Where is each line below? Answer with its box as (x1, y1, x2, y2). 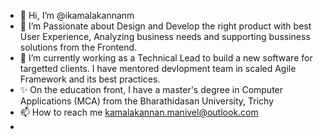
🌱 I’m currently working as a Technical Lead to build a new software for (19, 52, 313, 64)
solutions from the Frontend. (19, 41, 138, 53)
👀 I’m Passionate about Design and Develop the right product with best (19, 20, 312, 32)
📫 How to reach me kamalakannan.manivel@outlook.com (19, 106, 259, 118)
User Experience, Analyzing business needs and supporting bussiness (19, 31, 311, 42)
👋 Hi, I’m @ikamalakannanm (19, 10, 135, 21)
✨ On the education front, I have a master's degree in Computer (19, 84, 284, 95)
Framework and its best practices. (19, 73, 161, 85)
